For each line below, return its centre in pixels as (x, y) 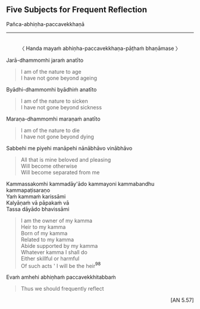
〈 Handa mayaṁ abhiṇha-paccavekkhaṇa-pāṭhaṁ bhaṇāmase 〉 (100, 48)
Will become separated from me (60, 172)
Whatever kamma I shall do (54, 252)
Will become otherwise (49, 166)
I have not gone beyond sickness (61, 107)
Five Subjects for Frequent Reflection (77, 10)
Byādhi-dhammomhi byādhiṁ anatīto (51, 89)
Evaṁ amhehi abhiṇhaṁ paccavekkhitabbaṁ (61, 277)
